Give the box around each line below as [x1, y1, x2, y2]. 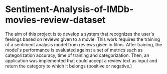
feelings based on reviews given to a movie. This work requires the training [5, 36, 160, 42]
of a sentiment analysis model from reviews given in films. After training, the [5, 41, 162, 47]
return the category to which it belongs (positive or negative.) [5, 63, 132, 69]
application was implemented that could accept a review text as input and [5, 57, 157, 63]
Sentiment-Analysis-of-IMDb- [5, 4, 134, 15]
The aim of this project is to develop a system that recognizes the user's [5, 31, 154, 37]
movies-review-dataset [5, 14, 106, 26]
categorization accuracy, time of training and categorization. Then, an [5, 52, 149, 58]
